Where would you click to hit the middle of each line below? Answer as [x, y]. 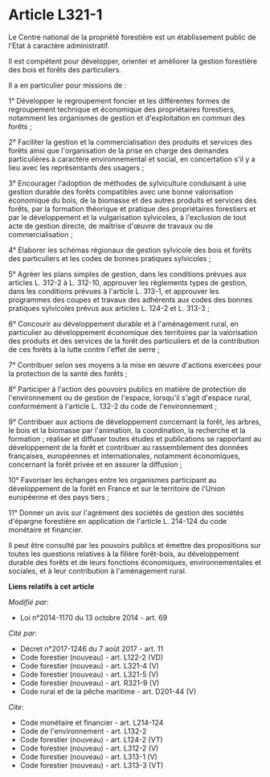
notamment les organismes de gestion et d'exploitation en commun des [127, 117]
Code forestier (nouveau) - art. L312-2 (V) [89, 748]
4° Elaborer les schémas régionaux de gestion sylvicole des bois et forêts [130, 250]
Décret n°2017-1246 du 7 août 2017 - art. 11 [91, 648]
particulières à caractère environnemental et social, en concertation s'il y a [132, 159]
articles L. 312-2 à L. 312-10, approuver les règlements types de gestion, [128, 282]
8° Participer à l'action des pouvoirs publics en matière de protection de [127, 389]
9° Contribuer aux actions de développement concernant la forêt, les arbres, [135, 421]
